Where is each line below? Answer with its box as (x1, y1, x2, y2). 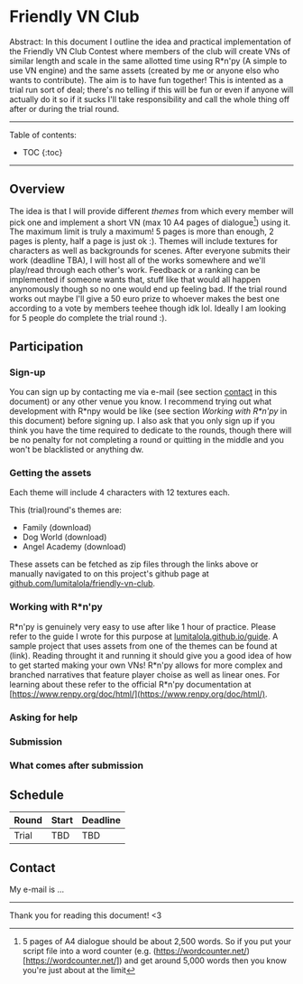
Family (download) (22, 522, 92, 533)
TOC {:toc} (22, 146, 63, 157)
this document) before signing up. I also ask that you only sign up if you (9, 416, 275, 426)
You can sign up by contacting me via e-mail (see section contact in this (9, 387, 278, 398)
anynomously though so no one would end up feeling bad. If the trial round (9, 284, 287, 295)
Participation (9, 339, 84, 354)
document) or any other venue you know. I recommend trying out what (9, 396, 272, 408)
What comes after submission (9, 759, 144, 772)
